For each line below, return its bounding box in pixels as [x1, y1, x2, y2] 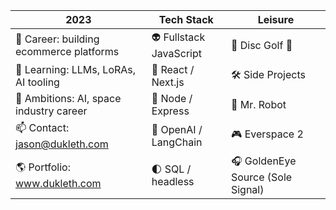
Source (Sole [230, 170, 293, 184]
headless [151, 174, 195, 188]
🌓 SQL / [151, 162, 192, 176]
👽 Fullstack [151, 30, 206, 44]
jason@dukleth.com [15, 137, 109, 151]
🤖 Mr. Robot [230, 98, 287, 111]
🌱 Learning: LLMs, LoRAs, [15, 63, 137, 76]
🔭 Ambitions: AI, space [15, 92, 122, 105]
